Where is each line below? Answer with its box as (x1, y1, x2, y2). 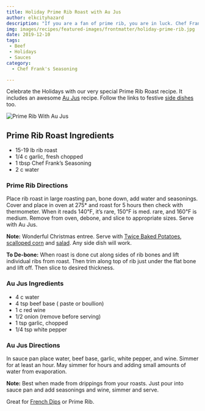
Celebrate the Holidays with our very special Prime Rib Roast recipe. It (6, 88, 183, 95)
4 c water (15, 293, 40, 300)
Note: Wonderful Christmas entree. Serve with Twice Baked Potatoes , (6, 233, 182, 240)
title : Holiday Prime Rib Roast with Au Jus (6, 9, 121, 15)
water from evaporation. (6, 368, 67, 376)
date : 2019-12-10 (6, 32, 51, 38)
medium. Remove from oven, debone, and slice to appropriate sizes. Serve (6, 214, 194, 222)
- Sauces (9, 54, 32, 60)
